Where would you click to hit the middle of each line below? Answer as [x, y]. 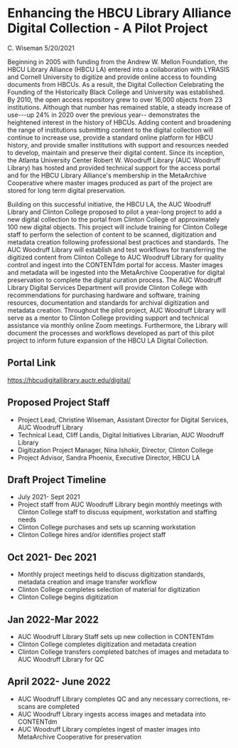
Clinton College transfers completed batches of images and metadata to [123, 652]
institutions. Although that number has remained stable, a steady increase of [119, 107]
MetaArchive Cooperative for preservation [80, 737]
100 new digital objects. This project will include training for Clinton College [118, 227]
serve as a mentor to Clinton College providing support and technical [108, 318]
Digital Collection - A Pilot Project [108, 28]
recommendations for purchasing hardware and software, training [104, 295]
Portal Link [32, 363]
